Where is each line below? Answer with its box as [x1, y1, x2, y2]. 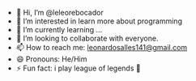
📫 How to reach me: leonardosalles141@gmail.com [15, 43, 188, 52]
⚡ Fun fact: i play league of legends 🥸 [15, 63, 141, 73]
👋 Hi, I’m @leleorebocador [15, 8, 104, 17]
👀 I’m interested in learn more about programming [15, 16, 182, 26]
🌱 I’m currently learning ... [15, 25, 103, 34]
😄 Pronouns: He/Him [15, 54, 87, 64]
